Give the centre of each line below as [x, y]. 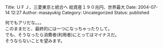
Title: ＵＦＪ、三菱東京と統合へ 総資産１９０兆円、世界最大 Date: [71, 7]
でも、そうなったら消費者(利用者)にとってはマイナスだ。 [62, 35]
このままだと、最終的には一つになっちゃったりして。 [59, 29]
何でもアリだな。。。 [25, 23]
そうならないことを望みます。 [35, 41]
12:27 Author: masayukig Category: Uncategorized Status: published [80, 13]
